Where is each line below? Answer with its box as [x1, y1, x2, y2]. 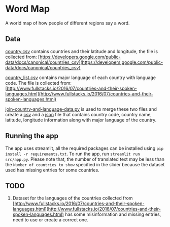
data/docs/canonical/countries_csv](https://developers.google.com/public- [5, 59, 163, 65]
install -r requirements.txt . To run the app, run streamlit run [5, 150, 141, 157]
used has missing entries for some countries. [5, 167, 100, 173]
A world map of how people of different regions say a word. [5, 20, 130, 26]
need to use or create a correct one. [12, 217, 89, 223]
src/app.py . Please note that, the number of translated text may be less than [5, 156, 165, 162]
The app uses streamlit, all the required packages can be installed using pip [5, 145, 164, 151]
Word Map [5, 3, 50, 15]
